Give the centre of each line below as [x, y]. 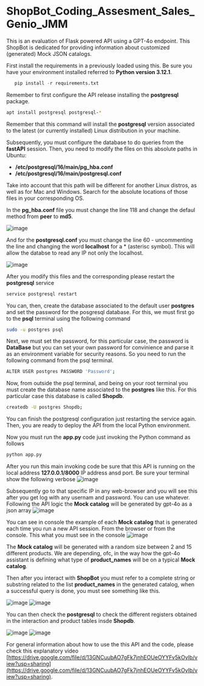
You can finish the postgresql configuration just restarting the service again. [101, 419]
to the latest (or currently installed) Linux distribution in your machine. [93, 130]
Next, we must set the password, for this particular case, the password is [98, 341]
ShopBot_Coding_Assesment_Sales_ [100, 11]
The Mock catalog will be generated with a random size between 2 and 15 [99, 547]
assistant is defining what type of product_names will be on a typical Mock [101, 560]
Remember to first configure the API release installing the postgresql [93, 95]
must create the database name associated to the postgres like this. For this [102, 389]
